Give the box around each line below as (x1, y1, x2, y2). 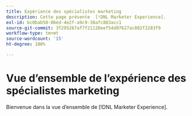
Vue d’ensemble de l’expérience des (6, 71, 187, 85)
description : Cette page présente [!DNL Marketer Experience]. (6, 14, 166, 20)
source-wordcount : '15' (6, 36, 64, 42)
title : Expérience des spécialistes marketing (6, 8, 122, 15)
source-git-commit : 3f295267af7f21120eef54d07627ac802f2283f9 (6, 25, 161, 31)
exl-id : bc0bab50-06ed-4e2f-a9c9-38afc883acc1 (6, 19, 122, 25)
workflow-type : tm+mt (6, 30, 59, 36)
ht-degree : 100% (6, 42, 46, 47)
